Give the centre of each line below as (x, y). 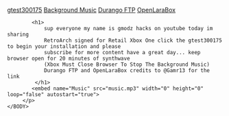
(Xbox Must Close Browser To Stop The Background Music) (127, 65)
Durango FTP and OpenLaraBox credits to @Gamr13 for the (127, 71)
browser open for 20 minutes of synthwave (69, 58)
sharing (18, 34)
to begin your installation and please (64, 47)
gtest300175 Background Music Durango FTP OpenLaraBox (92, 10)
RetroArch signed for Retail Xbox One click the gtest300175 (133, 40)
